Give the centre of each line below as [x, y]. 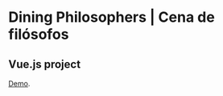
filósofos [39, 34]
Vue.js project [45, 64]
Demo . [19, 83]
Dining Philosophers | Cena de [111, 17]
